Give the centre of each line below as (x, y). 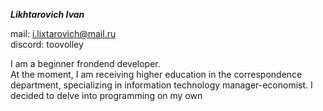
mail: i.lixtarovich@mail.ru (63, 33)
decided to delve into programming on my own (106, 95)
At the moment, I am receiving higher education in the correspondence (156, 74)
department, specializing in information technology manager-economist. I (161, 85)
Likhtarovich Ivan (47, 14)
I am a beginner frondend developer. (85, 63)
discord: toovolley (47, 44)
